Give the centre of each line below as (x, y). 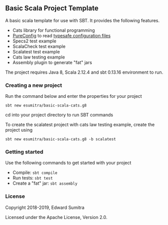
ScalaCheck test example (39, 46)
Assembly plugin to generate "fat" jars (52, 62)
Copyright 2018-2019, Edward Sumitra (45, 207)
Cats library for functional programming (53, 30)
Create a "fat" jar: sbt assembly (45, 183)
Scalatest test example (36, 51)
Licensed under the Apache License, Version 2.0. (56, 217)
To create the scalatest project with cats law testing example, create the (80, 125)
